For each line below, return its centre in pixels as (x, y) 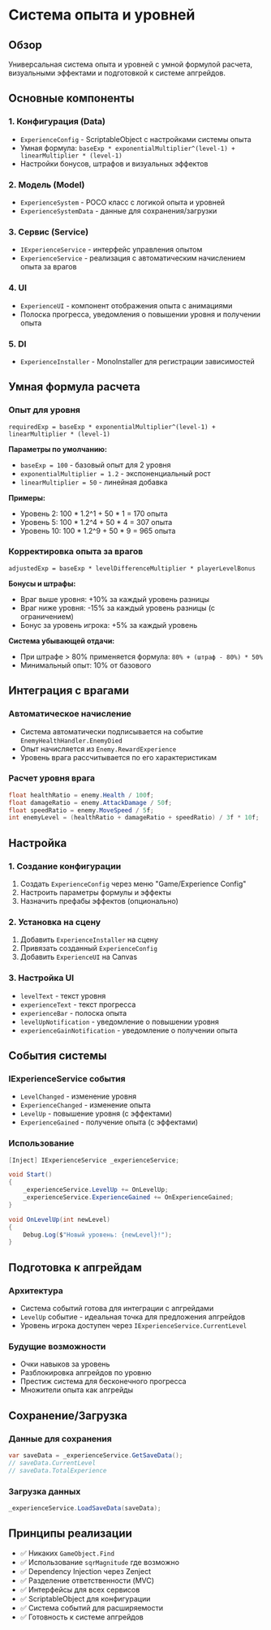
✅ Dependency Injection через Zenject (86, 1571)
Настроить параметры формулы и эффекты (96, 892)
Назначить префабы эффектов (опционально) (99, 901)
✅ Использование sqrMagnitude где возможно (100, 1562)
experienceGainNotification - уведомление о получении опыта (129, 1030)
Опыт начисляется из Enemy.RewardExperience (98, 749)
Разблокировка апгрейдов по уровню (86, 1373)
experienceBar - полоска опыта (73, 1013)
